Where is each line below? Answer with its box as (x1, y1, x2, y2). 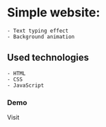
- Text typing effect (7, 27, 69, 34)
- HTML (7, 70, 26, 76)
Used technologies (7, 52, 90, 63)
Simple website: (7, 5, 101, 20)
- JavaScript (7, 82, 44, 89)
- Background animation (7, 33, 75, 40)
